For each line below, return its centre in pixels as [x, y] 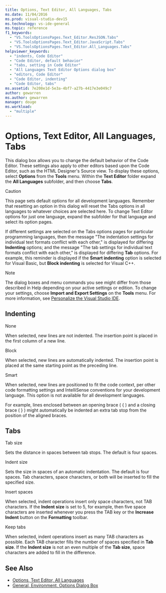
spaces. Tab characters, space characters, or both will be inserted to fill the [82, 477]
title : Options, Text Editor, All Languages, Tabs [58, 10]
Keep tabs [16, 527]
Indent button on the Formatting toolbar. [47, 517]
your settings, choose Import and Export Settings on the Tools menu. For [81, 293]
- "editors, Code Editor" [36, 75]
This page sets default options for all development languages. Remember [80, 201]
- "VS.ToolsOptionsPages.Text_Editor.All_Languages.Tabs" [71, 47]
